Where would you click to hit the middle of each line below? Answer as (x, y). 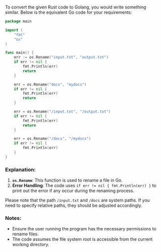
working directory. (31, 245)
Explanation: (20, 169)
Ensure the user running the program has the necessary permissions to (84, 229)
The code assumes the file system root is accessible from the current (82, 239)
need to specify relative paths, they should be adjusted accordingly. (74, 205)
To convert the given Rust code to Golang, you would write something (76, 7)
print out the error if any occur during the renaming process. (73, 191)
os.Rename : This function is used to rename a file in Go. (67, 180)
